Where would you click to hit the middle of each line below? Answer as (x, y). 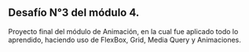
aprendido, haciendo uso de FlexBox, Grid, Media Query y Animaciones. (125, 40)
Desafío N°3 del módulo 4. (74, 13)
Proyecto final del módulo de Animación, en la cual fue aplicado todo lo (123, 31)
